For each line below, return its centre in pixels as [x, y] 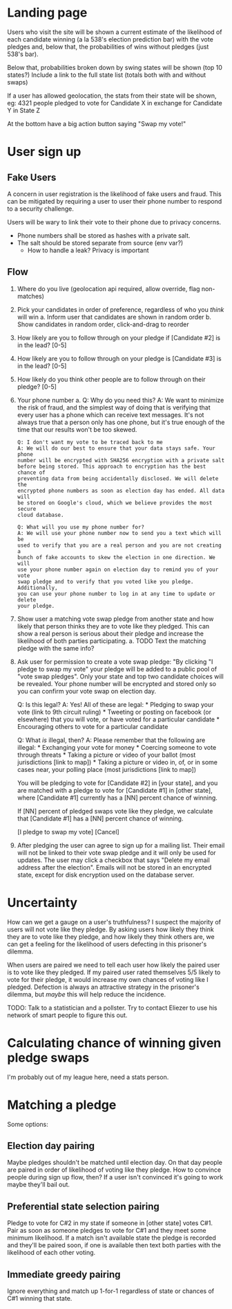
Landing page [47, 13]
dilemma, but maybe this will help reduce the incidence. [87, 994]
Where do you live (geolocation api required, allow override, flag [108, 288]
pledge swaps [48, 1057]
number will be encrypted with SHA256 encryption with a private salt [121, 460]
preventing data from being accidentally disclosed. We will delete [118, 478]
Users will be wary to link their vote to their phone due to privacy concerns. [114, 222]
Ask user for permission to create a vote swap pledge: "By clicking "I [115, 661]
